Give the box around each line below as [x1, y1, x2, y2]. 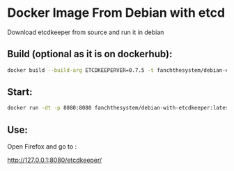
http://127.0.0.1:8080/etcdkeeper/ [7, 156, 102, 165]
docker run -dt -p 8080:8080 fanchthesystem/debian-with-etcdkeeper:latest [7, 105, 232, 112]
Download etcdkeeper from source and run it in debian [7, 28, 164, 36]
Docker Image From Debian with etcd [7, 5, 225, 21]
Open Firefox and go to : [7, 142, 77, 151]
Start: [7, 86, 33, 98]
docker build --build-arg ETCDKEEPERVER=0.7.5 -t [7, 66, 155, 74]
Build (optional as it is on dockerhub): [7, 48, 173, 60]
